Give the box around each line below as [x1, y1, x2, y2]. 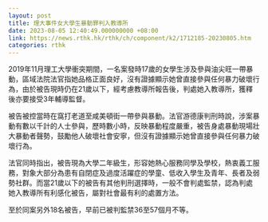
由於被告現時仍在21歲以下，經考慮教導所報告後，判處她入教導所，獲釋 [22, 85, 254, 94]
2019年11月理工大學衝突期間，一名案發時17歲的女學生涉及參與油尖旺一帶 [8, 65, 246, 74]
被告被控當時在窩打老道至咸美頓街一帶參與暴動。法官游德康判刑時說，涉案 [8, 111, 253, 121]
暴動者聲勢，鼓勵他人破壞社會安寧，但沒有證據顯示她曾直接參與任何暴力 [14, 131, 253, 141]
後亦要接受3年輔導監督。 [8, 94, 90, 104]
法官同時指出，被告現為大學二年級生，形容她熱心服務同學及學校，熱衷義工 [8, 158, 253, 168]
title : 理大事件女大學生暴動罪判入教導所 [8, 19, 129, 27]
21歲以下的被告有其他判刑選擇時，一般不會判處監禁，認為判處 [49, 178, 254, 188]
